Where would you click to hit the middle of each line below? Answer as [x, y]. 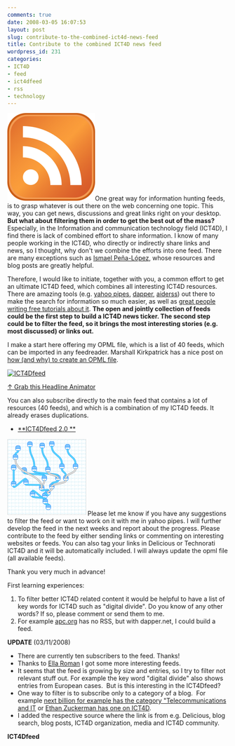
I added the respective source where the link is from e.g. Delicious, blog [121, 716]
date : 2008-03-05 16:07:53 [47, 22]
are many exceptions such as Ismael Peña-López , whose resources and [111, 258]
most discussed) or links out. [51, 331]
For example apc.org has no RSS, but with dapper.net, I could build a [116, 621]
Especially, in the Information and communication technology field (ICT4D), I [117, 229]
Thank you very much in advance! [56, 572]
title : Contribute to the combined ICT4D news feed [84, 45]
